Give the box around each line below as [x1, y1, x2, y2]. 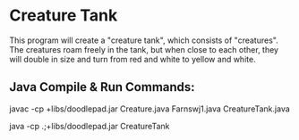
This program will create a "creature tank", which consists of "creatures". [9, 35, 279, 45]
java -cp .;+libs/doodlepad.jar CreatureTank [9, 120, 170, 131]
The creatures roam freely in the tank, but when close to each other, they [9, 44, 279, 54]
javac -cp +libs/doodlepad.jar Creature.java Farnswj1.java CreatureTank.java [9, 103, 291, 114]
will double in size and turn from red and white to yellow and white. [9, 54, 257, 64]
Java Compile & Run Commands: [9, 79, 195, 95]
